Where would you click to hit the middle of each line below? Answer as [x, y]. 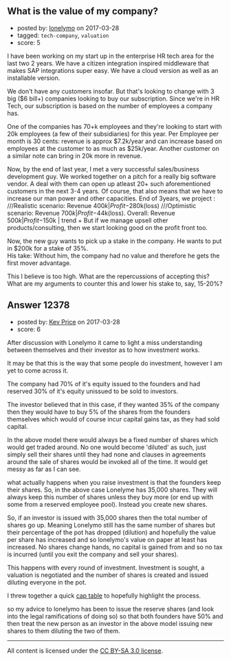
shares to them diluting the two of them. [64, 631]
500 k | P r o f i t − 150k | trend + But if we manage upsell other [88, 220]
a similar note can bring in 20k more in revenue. [75, 156]
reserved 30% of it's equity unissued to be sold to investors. [93, 391]
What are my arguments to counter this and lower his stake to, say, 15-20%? [115, 283]
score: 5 [29, 42]
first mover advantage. [39, 263]
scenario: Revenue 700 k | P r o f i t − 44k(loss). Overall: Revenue [91, 213]
